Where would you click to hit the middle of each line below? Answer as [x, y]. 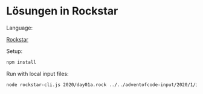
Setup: [14, 51]
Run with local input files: [37, 74]
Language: [20, 28]
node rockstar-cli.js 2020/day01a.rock [56, 85]
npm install [21, 62]
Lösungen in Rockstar [62, 11]
